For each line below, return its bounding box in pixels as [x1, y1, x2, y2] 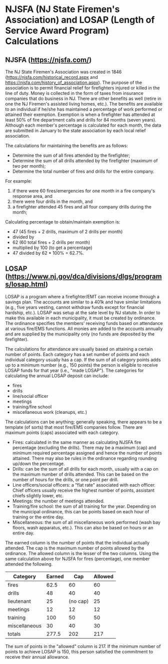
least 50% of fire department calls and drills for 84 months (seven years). [5, 117, 156, 123]
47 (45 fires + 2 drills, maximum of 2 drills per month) [12, 229, 123, 235]
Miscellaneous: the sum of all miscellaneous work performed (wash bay [12, 519, 161, 525]
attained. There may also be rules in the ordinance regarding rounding [12, 455, 157, 461]
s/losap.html [5, 280, 46, 289]
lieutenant [7, 598, 31, 605]
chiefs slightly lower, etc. [12, 492, 64, 498]
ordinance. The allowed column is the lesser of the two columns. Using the [5, 550, 159, 556]
